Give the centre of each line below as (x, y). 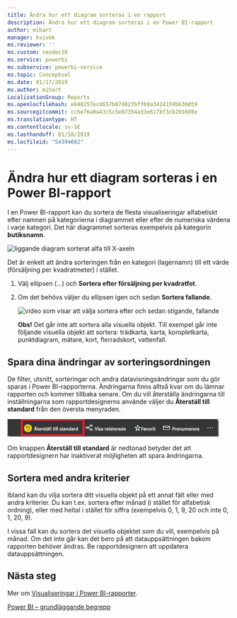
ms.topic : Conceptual (39, 74)
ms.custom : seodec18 (38, 52)
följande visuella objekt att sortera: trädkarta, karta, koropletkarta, (113, 332)
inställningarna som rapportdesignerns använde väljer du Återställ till (109, 402)
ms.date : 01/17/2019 (38, 82)
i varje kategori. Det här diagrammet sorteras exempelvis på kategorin (109, 227)
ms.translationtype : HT (42, 120)
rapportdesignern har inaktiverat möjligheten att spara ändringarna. (105, 456)
